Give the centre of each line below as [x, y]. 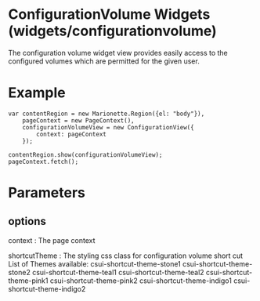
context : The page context [52, 240]
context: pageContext [72, 134]
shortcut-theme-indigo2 [47, 288]
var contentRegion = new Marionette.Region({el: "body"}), [107, 114]
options [27, 221]
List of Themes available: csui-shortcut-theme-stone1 [95, 263]
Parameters [47, 193]
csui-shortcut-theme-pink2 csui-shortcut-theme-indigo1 [141, 281]
